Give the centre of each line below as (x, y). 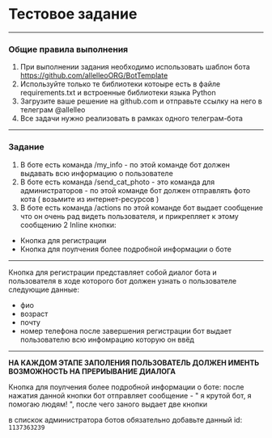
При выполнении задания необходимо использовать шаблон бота (135, 67)
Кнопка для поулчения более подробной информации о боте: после (126, 387)
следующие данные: (44, 289)
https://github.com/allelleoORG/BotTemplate (94, 76)
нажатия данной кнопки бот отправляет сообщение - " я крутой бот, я (130, 395)
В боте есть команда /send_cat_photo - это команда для (117, 182)
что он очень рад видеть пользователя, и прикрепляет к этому (129, 216)
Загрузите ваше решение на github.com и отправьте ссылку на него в (141, 101)
